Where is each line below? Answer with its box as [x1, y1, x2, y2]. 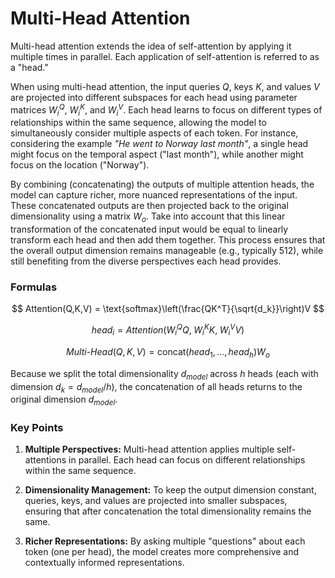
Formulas [10, 280, 58, 294]
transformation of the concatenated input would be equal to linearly [10, 223, 289, 236]
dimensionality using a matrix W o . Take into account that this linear [10, 210, 286, 225]
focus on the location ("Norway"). [10, 159, 150, 171]
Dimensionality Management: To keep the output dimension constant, [24, 484, 317, 496]
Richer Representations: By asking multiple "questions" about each [24, 535, 306, 547]
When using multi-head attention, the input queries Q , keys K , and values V [10, 80, 320, 92]
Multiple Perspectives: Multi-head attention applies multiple [24, 443, 275, 456]
